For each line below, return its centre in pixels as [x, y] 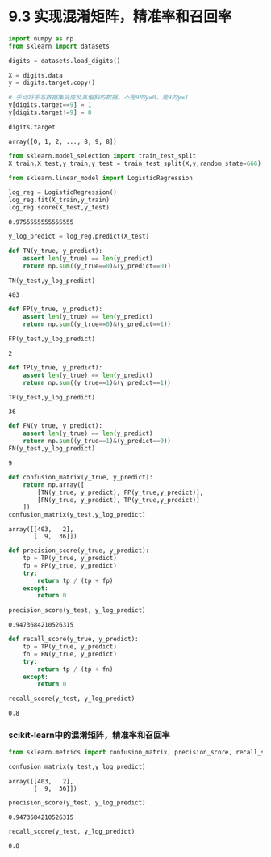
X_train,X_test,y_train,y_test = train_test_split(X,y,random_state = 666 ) [135, 163]
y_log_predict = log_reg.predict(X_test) [79, 236]
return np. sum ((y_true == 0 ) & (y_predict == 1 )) [97, 324]
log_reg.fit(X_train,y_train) [59, 200]
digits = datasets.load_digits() [65, 61]
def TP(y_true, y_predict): [56, 367]
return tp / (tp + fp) [75, 580]
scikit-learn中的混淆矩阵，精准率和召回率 [90, 735]
